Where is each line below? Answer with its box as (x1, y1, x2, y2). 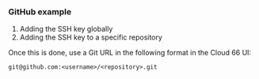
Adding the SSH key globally (19, 24, 113, 34)
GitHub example (8, 6, 72, 17)
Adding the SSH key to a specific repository (19, 32, 162, 42)
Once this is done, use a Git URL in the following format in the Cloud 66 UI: (8, 48, 252, 58)
